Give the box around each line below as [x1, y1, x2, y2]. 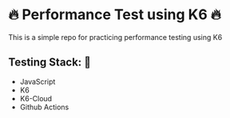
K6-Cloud [19, 93, 53, 103]
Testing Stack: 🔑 [8, 56, 92, 69]
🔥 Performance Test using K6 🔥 [8, 6, 221, 24]
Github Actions [19, 102, 69, 112]
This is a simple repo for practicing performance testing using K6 [8, 32, 223, 41]
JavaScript [19, 77, 56, 86]
